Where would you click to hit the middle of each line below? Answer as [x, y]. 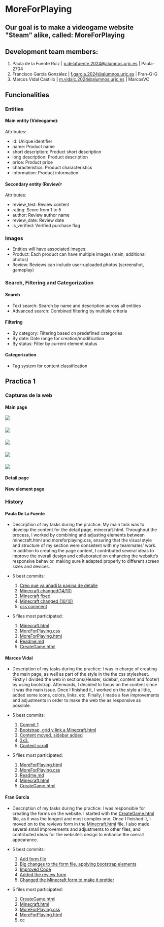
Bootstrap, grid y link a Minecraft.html [58, 730]
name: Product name [33, 146]
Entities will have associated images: [49, 249]
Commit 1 [29, 725]
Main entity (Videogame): [32, 121]
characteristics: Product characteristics [52, 167]
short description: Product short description [57, 152]
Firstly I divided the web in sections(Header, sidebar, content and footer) [86, 679]
